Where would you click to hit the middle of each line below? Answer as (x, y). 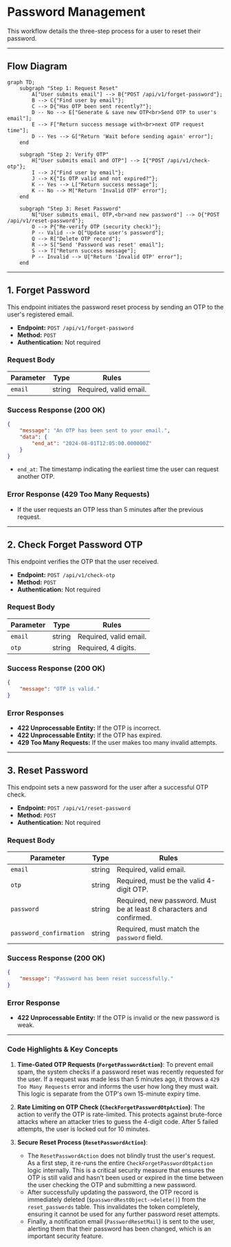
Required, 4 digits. (107, 647)
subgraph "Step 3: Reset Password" (70, 208)
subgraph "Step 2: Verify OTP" (64, 154)
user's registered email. (41, 314)
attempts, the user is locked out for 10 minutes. (84, 1129)
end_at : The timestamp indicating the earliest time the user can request (118, 469)
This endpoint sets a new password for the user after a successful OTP (108, 787)
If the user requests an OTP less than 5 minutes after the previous (110, 509)
